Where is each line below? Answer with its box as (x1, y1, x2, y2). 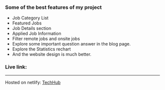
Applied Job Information (12, 31, 61, 37)
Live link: (5, 64, 27, 70)
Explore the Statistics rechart (12, 46, 71, 52)
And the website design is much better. (12, 51, 92, 57)
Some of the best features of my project (5, 4, 102, 11)
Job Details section (12, 25, 52, 31)
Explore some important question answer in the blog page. (12, 41, 131, 47)
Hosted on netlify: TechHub (5, 79, 61, 85)
